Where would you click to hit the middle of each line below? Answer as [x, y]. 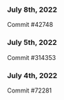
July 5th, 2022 [32, 43]
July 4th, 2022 [32, 75]
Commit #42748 [30, 25]
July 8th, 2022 [32, 10]
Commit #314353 [32, 57]
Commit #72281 [30, 90]
